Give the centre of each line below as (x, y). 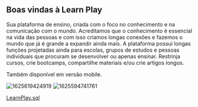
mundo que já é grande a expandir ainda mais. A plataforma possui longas (99, 43)
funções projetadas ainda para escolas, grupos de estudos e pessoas (93, 50)
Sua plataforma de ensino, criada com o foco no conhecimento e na (91, 24)
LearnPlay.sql (23, 97)
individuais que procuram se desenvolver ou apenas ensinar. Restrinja (93, 56)
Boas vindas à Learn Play (54, 10)
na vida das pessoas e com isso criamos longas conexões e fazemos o (94, 37)
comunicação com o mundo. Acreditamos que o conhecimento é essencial (99, 31)
